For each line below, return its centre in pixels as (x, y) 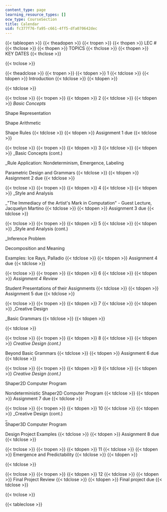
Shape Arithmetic (23, 123)
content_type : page (26, 10)
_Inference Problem (26, 239)
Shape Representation (28, 113)
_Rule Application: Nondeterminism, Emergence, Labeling (64, 163)
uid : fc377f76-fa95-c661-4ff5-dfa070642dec (51, 29)
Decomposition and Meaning (35, 248)
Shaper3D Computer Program (36, 424)
